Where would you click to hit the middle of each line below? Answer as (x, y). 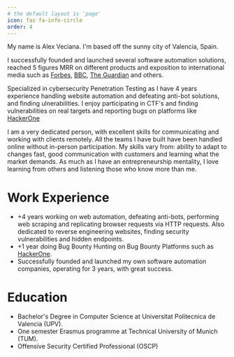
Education (37, 297)
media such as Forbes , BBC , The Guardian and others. (86, 75)
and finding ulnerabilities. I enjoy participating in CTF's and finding (103, 104)
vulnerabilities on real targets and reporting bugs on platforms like (102, 111)
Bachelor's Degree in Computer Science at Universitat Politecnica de (116, 316)
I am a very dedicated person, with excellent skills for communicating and (113, 132)
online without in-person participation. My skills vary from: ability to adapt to (117, 147)
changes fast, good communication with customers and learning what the (114, 154)
